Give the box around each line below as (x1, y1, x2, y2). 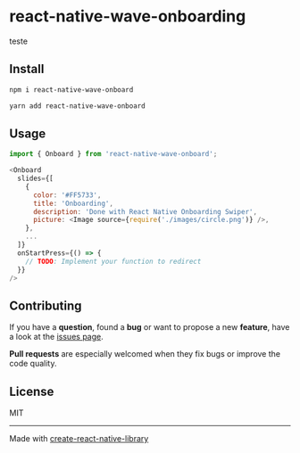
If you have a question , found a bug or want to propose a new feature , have (9, 322, 290, 333)
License (9, 383, 54, 399)
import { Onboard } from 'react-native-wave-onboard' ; (9, 150, 218, 159)
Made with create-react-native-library (9, 433, 149, 444)
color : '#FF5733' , (32, 190, 102, 200)
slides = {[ (17, 174, 54, 184)
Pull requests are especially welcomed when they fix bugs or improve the (9, 349, 281, 359)
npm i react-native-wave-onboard (9, 85, 134, 95)
